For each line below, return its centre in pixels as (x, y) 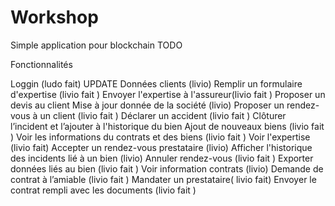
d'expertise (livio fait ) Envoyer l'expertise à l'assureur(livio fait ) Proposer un (168, 94)
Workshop (54, 17)
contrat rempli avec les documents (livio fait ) (103, 190)
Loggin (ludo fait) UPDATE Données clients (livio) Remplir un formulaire (156, 83)
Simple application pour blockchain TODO (96, 45)
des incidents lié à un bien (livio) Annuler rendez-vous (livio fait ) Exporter (162, 158)
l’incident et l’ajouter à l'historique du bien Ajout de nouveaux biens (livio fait (167, 126)
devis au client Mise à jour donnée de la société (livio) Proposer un (147, 105)
